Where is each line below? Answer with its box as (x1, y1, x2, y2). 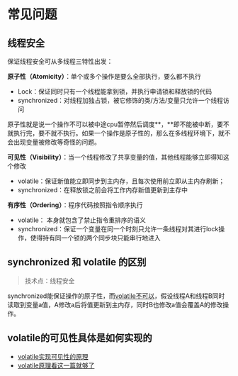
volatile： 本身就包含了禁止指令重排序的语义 (17, 216, 147, 224)
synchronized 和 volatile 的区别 (7, 256, 147, 268)
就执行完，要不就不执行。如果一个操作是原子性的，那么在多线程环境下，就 (7, 129, 225, 137)
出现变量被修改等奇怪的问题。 (13, 138, 101, 146)
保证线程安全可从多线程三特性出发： (7, 57, 113, 65)
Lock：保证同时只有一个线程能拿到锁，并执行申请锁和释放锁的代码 (17, 87, 212, 96)
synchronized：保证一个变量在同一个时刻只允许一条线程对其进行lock (17, 225, 219, 233)
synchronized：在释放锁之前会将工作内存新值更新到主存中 (17, 186, 188, 194)
